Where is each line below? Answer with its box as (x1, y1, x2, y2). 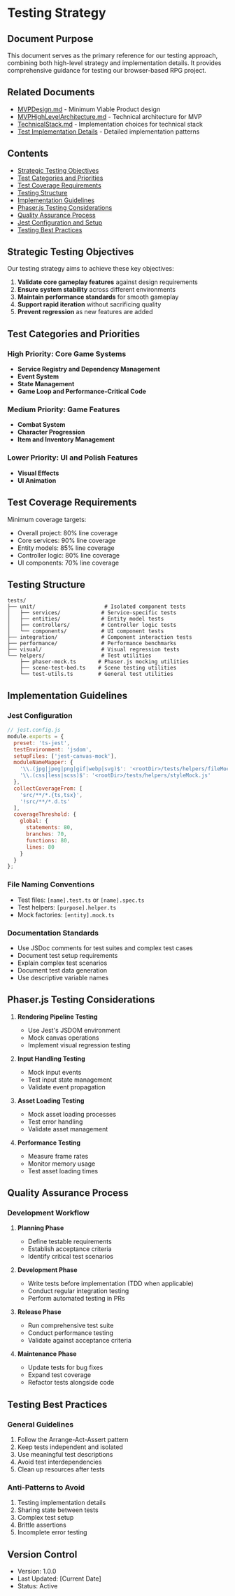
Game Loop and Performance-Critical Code (17, 387, 147, 396)
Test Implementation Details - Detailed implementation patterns (17, 127, 200, 136)
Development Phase (17, 1266, 78, 1274)
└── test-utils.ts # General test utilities (20, 670, 173, 678)
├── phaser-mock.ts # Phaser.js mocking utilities (20, 658, 190, 665)
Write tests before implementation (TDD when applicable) (27, 1279, 194, 1288)
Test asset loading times (27, 1166, 99, 1175)
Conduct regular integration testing (27, 1287, 129, 1295)
